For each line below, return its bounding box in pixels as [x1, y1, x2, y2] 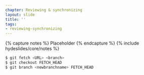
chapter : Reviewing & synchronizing [5, 7, 82, 13]
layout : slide [5, 12, 35, 17]
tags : [5, 21, 17, 27]
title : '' [5, 17, 26, 22]
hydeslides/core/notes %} [5, 46, 60, 52]
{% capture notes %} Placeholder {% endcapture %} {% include [5, 40, 139, 46]
